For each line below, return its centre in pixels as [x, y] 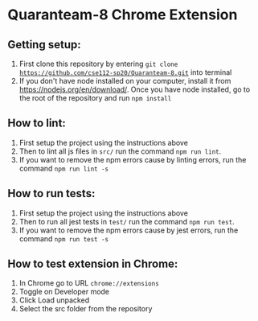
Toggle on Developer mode [64, 292]
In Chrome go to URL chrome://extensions [89, 283]
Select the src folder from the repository [86, 309]
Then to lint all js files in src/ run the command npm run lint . [120, 151]
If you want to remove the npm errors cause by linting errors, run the [133, 159]
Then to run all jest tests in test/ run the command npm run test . [127, 221]
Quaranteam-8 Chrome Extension [123, 15]
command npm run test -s [64, 238]
